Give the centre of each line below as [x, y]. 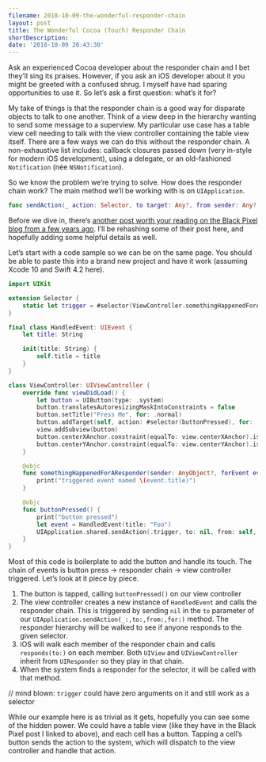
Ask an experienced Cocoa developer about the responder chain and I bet [129, 67]
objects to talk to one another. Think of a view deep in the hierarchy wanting [132, 116]
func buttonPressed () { [62, 509]
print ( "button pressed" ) [78, 517]
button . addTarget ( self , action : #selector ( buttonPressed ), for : [145, 422]
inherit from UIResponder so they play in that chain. [102, 661]
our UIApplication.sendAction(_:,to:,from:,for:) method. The [124, 619]
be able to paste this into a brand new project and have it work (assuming [128, 261]
